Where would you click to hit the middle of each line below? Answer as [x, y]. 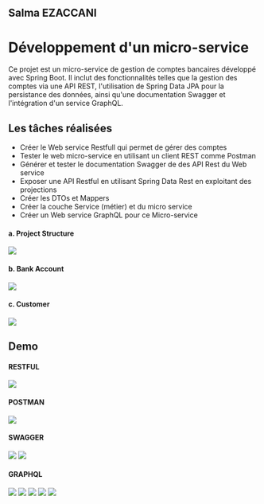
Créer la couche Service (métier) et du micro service [106, 207]
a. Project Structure [41, 233]
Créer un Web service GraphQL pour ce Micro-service [109, 215]
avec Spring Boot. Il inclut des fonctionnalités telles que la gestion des [123, 78]
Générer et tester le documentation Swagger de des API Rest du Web [133, 164]
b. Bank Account [36, 268]
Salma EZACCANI [52, 13]
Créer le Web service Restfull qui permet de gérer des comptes [123, 147]
